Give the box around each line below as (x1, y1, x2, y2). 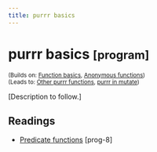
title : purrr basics (8, 11, 76, 20)
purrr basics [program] (8, 45, 150, 63)
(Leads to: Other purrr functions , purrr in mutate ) (8, 78, 140, 86)
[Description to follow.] (8, 92, 82, 101)
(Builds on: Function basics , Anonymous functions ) (8, 71, 145, 79)
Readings (8, 114, 56, 128)
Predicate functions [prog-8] (19, 135, 113, 145)
